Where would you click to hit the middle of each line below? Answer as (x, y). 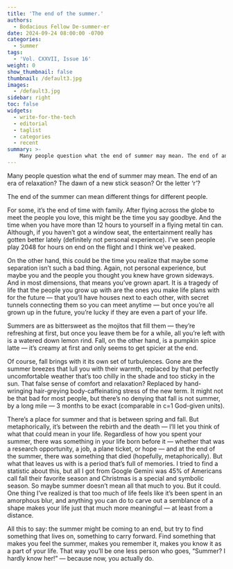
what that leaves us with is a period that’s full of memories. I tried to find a (113, 463)
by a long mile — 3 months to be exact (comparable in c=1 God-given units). (116, 406)
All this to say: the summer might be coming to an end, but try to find (105, 529)
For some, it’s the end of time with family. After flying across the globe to (111, 210)
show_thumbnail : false (40, 72)
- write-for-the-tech (45, 117)
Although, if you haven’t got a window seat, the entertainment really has (110, 232)
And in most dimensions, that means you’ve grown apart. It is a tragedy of (113, 282)
